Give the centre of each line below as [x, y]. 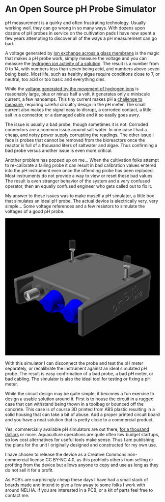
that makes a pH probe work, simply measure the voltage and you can [76, 58]
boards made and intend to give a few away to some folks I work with [75, 485]
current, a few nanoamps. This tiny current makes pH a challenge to [74, 99]
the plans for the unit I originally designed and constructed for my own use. [81, 445]
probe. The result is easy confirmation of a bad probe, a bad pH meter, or [79, 374]
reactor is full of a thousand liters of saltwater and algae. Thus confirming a [81, 145]
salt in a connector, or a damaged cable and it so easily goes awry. [73, 115]
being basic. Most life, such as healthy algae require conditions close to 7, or [82, 74]
